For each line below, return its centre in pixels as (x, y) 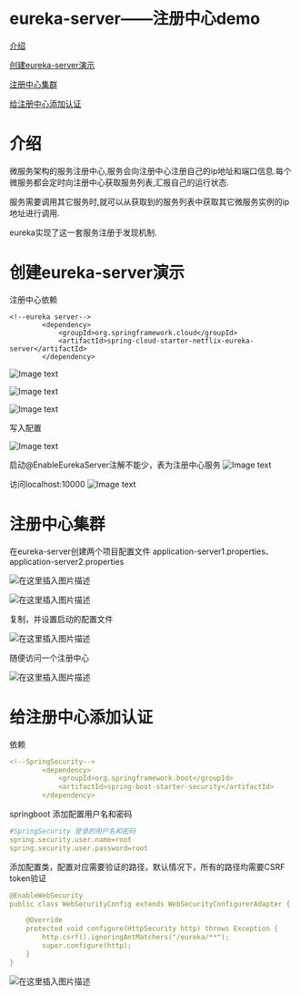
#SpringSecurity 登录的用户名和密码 (73, 831)
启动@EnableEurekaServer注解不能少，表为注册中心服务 (115, 465)
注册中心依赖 (33, 299)
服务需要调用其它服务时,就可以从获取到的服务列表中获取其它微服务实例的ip (149, 201)
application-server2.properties (67, 561)
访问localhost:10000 (47, 484)
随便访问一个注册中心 (49, 658)
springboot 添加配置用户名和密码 (71, 814)
